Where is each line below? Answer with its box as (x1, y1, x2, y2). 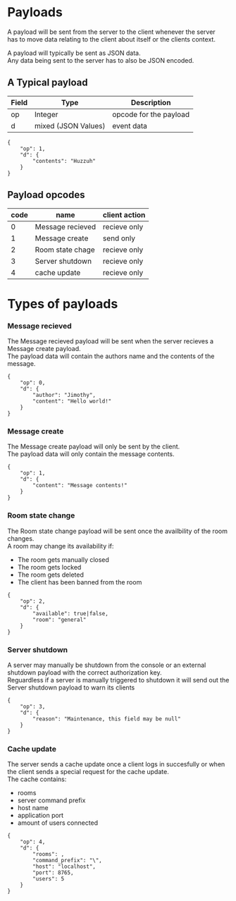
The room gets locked (17, 563, 82, 571)
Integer (34, 109, 58, 119)
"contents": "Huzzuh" (32, 157, 97, 164)
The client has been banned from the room (17, 577, 142, 586)
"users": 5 (32, 876, 65, 883)
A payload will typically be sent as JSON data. (7, 49, 141, 57)
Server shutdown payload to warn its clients (7, 683, 135, 692)
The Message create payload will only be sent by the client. (7, 442, 180, 451)
